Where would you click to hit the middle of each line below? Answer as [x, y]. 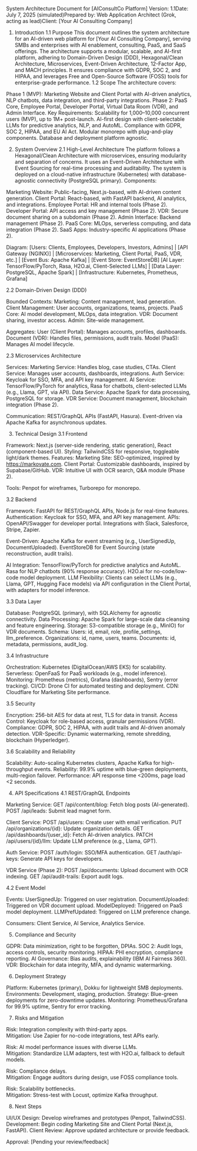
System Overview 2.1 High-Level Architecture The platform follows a [97, 149]
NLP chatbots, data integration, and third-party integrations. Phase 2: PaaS [97, 100]
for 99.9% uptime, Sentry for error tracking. [59, 1007]
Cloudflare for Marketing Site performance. [58, 692]
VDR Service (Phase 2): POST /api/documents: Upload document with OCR [97, 870]
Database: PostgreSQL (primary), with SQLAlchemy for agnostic [84, 613]
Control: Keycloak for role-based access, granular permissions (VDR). [91, 721]
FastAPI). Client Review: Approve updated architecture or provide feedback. [98, 1130]
